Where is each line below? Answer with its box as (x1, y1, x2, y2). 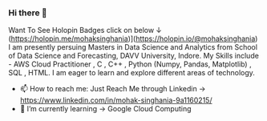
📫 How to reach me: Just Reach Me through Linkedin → (19, 84, 206, 94)
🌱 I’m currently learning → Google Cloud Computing (19, 104, 192, 114)
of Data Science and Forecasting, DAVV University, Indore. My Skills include (8, 51, 259, 61)
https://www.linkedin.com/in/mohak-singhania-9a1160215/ (19, 95, 212, 105)
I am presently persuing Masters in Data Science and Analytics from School (8, 42, 258, 52)
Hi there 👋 (8, 7, 48, 18)
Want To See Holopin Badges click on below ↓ (8, 26, 163, 35)
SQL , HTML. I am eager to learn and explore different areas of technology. (8, 68, 255, 78)
